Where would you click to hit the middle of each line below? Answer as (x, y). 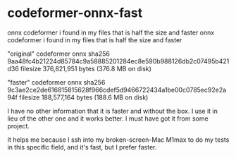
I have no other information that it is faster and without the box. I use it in (113, 111)
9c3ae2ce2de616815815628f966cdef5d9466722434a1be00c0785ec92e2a (117, 90)
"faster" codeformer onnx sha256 (56, 82)
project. (19, 126)
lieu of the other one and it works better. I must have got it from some (108, 119)
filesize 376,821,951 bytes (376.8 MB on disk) (86, 68)
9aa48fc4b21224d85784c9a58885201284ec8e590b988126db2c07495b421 (118, 61)
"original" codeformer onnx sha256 (59, 54)
